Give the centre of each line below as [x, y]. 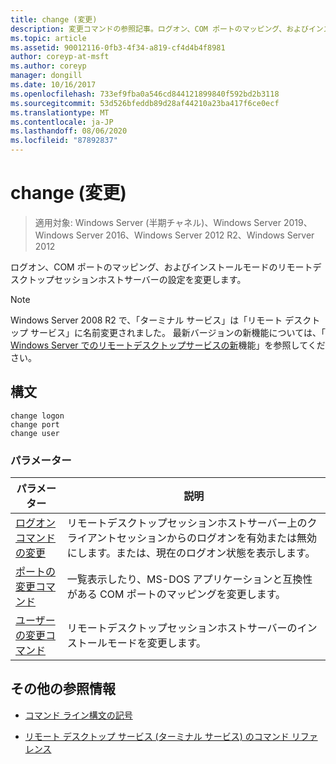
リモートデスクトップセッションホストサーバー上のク [192, 523]
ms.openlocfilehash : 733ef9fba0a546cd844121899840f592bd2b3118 [145, 94]
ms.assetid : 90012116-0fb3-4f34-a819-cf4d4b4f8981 [118, 47]
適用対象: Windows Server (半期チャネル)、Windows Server [158, 222]
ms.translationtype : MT [60, 112]
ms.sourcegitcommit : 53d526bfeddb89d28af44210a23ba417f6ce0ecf [145, 103]
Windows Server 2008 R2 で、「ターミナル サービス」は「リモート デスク [161, 320]
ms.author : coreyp [48, 66]
